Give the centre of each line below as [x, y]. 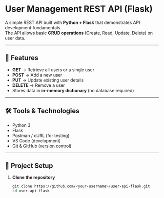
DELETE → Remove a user [38, 85]
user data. [15, 38]
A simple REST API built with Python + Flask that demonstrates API [72, 22]
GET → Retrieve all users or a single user [53, 70]
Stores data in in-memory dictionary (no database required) [73, 90]
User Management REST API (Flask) [79, 9]
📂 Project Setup [29, 166]
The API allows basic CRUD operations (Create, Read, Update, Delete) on [79, 33]
